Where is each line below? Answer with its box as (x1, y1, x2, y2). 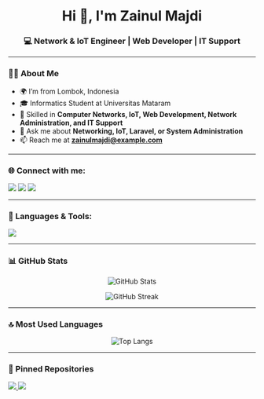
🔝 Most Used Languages (8, 318, 104, 329)
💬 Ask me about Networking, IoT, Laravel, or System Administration (19, 126, 244, 136)
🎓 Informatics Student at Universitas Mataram (19, 98, 171, 108)
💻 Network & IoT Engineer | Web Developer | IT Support (23, 35, 241, 46)
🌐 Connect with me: (8, 165, 86, 176)
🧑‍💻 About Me (8, 68, 59, 79)
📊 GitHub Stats (8, 255, 68, 266)
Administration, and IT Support (19, 118, 123, 127)
